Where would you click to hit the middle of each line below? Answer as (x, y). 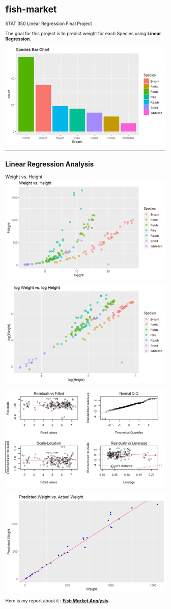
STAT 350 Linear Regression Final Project (49, 23)
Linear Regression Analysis (50, 164)
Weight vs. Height (24, 177)
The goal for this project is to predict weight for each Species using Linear (83, 33)
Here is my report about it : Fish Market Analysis (57, 600)
